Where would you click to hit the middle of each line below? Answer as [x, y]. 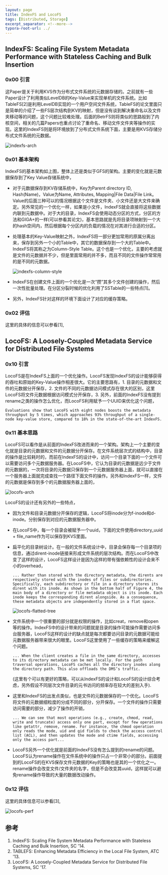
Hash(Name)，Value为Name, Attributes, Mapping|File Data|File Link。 [84, 195]
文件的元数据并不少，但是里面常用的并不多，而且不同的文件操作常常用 [89, 255]
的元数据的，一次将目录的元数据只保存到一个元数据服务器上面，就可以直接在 [84, 470]
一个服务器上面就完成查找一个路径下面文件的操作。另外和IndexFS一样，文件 [84, 476]
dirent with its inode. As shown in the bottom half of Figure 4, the [87, 589]
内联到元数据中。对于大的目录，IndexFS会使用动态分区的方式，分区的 [84, 213]
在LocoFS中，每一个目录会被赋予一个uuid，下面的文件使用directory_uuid [87, 530]
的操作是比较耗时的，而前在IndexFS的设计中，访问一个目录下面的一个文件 [81, 457]
